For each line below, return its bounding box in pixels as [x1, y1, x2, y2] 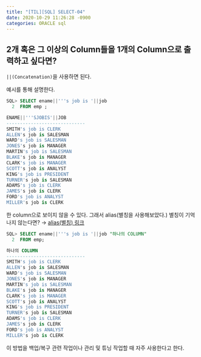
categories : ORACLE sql [6, 20, 67, 26]
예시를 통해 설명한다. [6, 86, 55, 93]
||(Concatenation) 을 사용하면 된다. [6, 73, 92, 80]
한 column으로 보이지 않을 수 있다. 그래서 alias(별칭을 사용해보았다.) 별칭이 [6, 211, 184, 218]
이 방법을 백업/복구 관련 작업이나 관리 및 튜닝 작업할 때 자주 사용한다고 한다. [6, 344, 185, 352]
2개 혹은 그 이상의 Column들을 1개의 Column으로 [6, 44, 182, 55]
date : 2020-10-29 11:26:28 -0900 [6, 15, 91, 21]
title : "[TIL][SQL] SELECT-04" [6, 9, 86, 15]
